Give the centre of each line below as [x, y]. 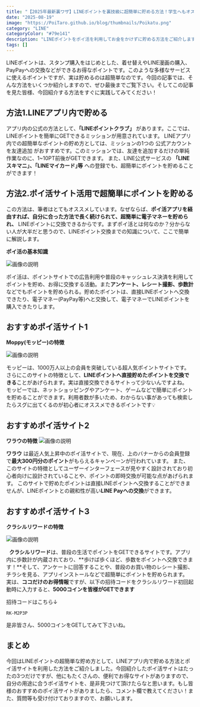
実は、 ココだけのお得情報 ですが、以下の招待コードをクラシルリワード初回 [97, 581]
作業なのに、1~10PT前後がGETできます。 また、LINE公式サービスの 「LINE [98, 158]
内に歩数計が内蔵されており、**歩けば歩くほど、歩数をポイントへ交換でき [97, 559]
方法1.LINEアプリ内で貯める [57, 113]
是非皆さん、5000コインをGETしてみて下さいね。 [68, 625]
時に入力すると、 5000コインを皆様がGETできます [73, 589]
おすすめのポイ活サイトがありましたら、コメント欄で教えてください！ [102, 690]
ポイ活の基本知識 [27, 251]
